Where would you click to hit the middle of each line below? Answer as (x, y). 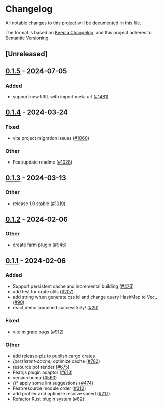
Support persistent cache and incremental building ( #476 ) (73, 286)
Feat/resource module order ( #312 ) (49, 388)
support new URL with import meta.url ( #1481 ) (60, 97)
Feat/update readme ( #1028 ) (43, 162)
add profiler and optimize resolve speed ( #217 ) (61, 393)
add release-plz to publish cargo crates (54, 356)
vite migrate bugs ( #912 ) (38, 332)
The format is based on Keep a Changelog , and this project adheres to (78, 32)
